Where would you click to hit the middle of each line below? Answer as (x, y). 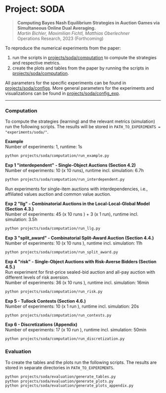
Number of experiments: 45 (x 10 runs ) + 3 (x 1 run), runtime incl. (72, 214)
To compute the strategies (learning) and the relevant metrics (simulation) (80, 121)
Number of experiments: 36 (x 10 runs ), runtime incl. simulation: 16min (77, 283)
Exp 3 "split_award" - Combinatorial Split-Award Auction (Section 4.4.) (80, 238)
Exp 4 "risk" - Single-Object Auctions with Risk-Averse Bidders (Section (81, 261)
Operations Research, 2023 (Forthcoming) (60, 38)
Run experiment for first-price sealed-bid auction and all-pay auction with (80, 272)
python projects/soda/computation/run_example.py (57, 156)
